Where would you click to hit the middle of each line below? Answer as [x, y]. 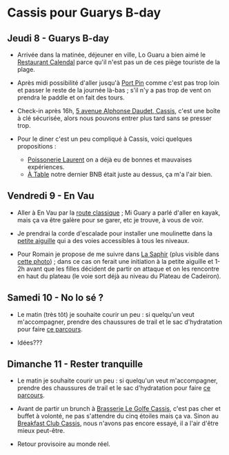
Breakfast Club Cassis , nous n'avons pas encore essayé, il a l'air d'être [118, 423]
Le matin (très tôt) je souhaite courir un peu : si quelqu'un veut [106, 314]
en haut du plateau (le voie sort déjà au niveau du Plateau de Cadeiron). [119, 276]
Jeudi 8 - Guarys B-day [58, 38]
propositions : [37, 146]
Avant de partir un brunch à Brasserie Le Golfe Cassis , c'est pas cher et [119, 409]
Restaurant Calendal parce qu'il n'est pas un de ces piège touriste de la [119, 62]
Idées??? [30, 342]
